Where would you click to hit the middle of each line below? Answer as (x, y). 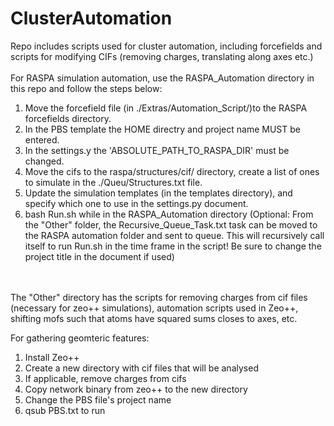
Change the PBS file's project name (98, 399)
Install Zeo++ (52, 357)
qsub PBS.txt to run (65, 410)
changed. (44, 161)
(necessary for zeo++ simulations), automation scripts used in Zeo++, (154, 308)
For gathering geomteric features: (80, 338)
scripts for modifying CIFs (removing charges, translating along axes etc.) (162, 56)
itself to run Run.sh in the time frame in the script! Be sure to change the (173, 246)
